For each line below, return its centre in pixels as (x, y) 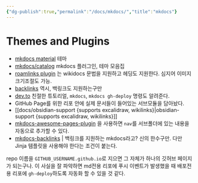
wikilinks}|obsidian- (155, 110)
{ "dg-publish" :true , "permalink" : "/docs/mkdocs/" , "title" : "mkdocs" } (92, 12)
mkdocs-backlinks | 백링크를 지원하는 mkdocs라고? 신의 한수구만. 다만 (98, 138)
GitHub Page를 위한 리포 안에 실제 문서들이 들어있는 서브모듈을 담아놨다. (100, 103)
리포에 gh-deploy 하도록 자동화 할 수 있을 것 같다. (69, 173)
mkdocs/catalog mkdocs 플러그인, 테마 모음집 (70, 66)
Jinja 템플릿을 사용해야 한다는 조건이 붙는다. (66, 145)
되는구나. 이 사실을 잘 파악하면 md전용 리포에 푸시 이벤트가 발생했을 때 (94, 166)
